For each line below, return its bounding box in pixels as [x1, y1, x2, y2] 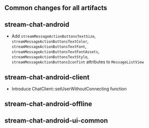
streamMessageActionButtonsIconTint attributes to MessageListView [11, 59, 144, 65]
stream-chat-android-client [4, 73, 90, 81]
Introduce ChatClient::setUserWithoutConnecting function [11, 86, 127, 92]
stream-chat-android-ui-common [4, 116, 108, 125]
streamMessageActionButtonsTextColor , [11, 38, 89, 44]
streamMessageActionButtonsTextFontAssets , [11, 48, 100, 55]
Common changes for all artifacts [4, 4, 108, 12]
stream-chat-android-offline [4, 100, 93, 108]
